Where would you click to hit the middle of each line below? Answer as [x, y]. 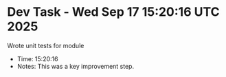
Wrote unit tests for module [46, 45]
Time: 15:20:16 [37, 58]
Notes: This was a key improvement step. [76, 66]
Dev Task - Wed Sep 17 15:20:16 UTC [113, 12]
